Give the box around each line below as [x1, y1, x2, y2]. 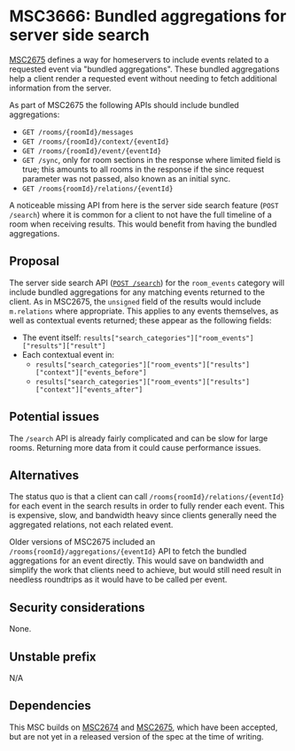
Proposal [9, 254, 60, 269]
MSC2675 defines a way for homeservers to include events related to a [9, 54, 269, 65]
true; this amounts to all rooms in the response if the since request [21, 164, 265, 174]
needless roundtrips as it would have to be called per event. [9, 574, 228, 585]
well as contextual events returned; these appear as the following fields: [9, 314, 272, 325]
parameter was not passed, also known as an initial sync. [21, 173, 231, 183]
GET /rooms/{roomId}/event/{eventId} [21, 146, 162, 156]
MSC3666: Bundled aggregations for [9, 6, 287, 27]
